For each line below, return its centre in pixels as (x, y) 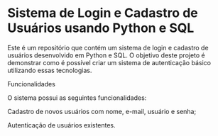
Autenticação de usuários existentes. (61, 125)
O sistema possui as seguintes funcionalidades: (77, 98)
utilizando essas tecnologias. (50, 70)
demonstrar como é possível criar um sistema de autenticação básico (109, 62)
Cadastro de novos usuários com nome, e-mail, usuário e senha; (102, 111)
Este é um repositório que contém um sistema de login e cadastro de (108, 47)
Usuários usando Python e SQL (101, 28)
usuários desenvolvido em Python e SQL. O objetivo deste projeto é (107, 55)
